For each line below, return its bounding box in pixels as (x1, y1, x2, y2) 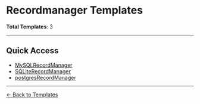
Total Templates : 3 (6, 23, 54, 30)
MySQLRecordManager (14, 61, 73, 69)
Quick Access (6, 45, 59, 56)
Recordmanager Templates (6, 4, 143, 17)
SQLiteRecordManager (14, 67, 71, 74)
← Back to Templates (6, 91, 58, 98)
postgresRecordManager (14, 74, 76, 81)
